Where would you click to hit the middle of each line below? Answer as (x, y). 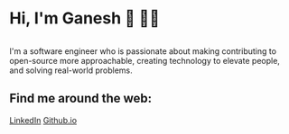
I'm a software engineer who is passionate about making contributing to (143, 51)
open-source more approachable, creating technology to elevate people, (144, 60)
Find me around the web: (81, 98)
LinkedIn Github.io (43, 120)
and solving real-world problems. (71, 70)
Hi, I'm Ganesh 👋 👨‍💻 (85, 18)
